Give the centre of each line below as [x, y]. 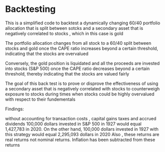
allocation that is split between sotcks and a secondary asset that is [74, 28]
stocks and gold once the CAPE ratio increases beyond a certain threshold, [82, 48]
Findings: [15, 109]
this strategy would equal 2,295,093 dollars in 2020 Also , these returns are [82, 134]
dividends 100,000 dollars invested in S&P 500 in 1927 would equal [73, 124]
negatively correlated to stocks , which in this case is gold [64, 33]
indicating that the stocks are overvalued [47, 54]
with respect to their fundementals [40, 99]
